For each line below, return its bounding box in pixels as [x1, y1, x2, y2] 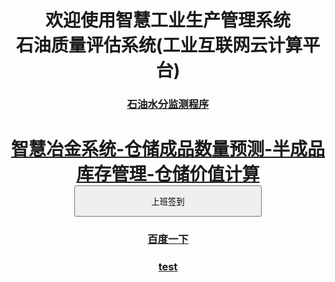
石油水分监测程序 [126, 97, 210, 111]
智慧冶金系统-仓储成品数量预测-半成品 [10, 138, 326, 161]
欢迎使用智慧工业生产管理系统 [44, 9, 291, 32]
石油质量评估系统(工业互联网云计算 [15, 34, 303, 57]
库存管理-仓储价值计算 [76, 163, 260, 186]
